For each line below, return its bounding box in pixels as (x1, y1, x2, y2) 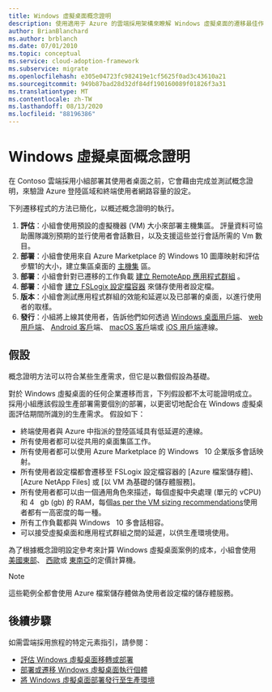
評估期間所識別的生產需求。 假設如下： (15, 409, 146, 418)
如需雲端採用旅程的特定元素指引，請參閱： (8, 637, 151, 647)
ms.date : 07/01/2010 (8, 42, 79, 50)
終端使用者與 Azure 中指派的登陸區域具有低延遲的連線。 (19, 426, 208, 435)
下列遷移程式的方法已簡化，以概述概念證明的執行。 (8, 203, 179, 213)
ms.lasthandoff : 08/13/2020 (8, 102, 104, 110)
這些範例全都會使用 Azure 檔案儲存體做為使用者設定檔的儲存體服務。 (8, 588, 238, 598)
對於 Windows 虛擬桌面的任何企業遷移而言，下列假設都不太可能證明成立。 (8, 388, 257, 398)
